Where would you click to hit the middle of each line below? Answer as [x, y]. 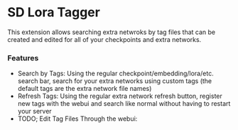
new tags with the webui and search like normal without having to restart [124, 104]
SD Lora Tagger [54, 12]
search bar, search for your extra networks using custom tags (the [115, 81]
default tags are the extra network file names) [85, 89]
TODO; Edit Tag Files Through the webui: [77, 119]
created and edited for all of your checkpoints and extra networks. [104, 39]
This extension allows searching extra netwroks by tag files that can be [111, 32]
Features [23, 58]
